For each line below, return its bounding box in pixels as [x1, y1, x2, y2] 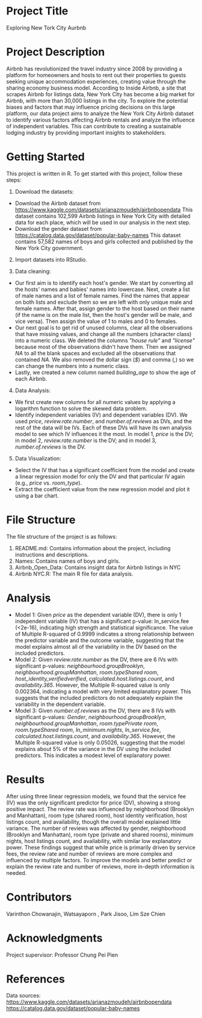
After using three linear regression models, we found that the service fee [6, 793, 186, 800]
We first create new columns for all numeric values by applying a [14, 398, 176, 405]
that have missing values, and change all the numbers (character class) [14, 330, 192, 337]
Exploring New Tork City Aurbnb [6, 24, 87, 31]
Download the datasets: [14, 188, 74, 195]
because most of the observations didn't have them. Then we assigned [14, 343, 191, 350]
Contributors [6, 890, 72, 904]
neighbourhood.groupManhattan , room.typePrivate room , [14, 720, 159, 727]
